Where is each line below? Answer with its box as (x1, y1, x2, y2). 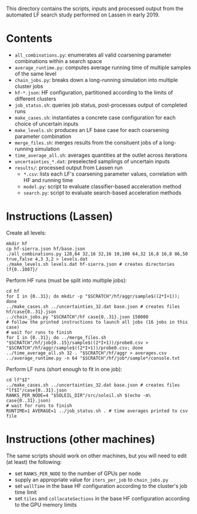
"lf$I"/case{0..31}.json (6, 387, 67, 393)
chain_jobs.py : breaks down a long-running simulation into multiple (14, 76, 178, 83)
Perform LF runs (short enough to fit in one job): (6, 365, 122, 373)
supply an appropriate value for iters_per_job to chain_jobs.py (14, 476, 169, 483)
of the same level (14, 70, 57, 77)
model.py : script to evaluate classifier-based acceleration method (23, 183, 181, 190)
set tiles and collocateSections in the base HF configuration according (14, 495, 190, 502)
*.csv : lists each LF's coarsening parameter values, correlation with (23, 170, 188, 177)
